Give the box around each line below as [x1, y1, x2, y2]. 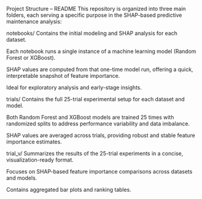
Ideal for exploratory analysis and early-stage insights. [6, 84, 142, 91]
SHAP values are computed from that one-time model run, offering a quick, [6, 66, 194, 73]
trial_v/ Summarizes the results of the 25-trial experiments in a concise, [6, 150, 183, 157]
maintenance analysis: [6, 18, 62, 25]
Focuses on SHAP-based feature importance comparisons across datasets [6, 168, 192, 175]
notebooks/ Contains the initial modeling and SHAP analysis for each [6, 30, 178, 37]
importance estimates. [6, 138, 62, 145]
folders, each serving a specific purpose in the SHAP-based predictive [6, 11, 183, 19]
